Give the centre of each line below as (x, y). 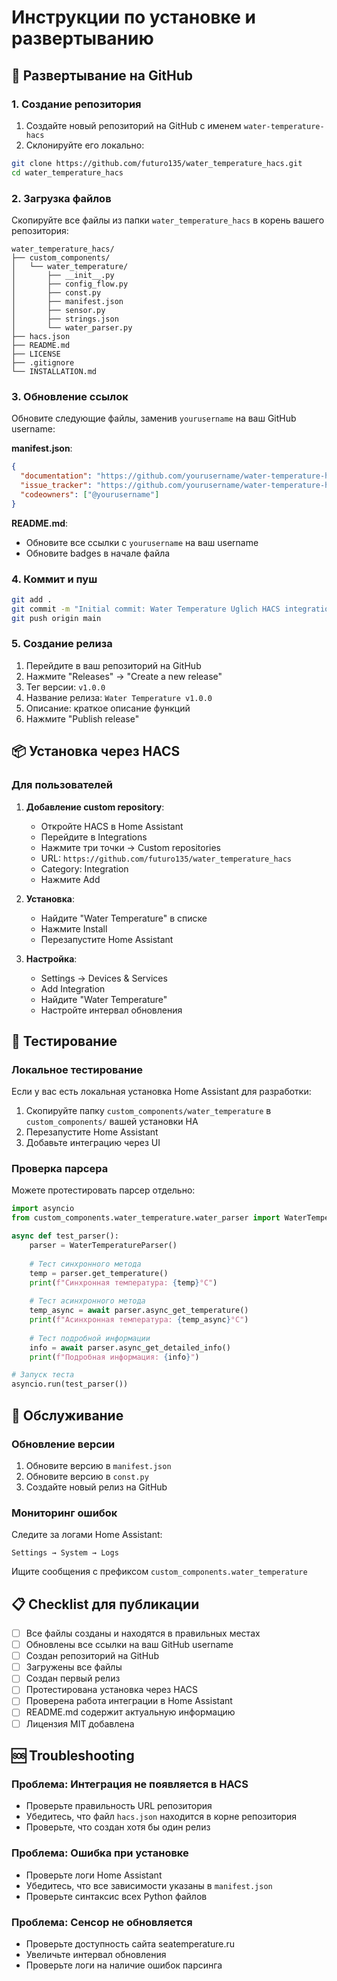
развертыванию (82, 38)
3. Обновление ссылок (70, 396)
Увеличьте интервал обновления (96, 1954)
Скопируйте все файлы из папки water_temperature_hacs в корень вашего (168, 220)
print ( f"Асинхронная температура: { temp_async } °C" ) (139, 1320)
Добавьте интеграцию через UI (93, 1143)
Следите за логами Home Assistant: (87, 1535)
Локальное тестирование (77, 1069)
